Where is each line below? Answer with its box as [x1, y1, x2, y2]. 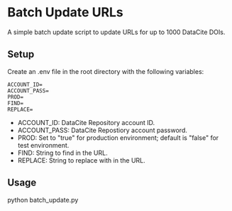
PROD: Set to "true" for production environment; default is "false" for [17, 133, 219, 142]
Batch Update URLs [7, 4, 124, 21]
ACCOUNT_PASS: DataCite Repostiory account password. [17, 126, 188, 134]
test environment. [17, 141, 70, 149]
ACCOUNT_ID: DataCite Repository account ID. [17, 118, 155, 126]
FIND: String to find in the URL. [17, 148, 108, 157]
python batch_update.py [7, 195, 79, 204]
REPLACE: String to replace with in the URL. [17, 156, 145, 164]
